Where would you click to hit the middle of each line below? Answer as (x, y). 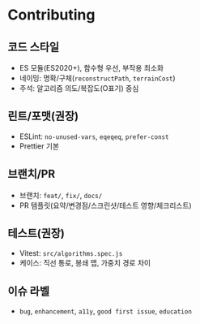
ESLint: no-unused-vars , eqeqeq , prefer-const (94, 136)
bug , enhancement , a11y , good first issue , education (105, 311)
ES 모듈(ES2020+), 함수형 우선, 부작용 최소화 (91, 68)
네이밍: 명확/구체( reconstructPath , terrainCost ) (97, 78)
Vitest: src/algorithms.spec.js (71, 253)
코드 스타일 (34, 47)
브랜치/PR (32, 174)
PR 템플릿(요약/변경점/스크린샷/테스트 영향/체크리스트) (105, 205)
